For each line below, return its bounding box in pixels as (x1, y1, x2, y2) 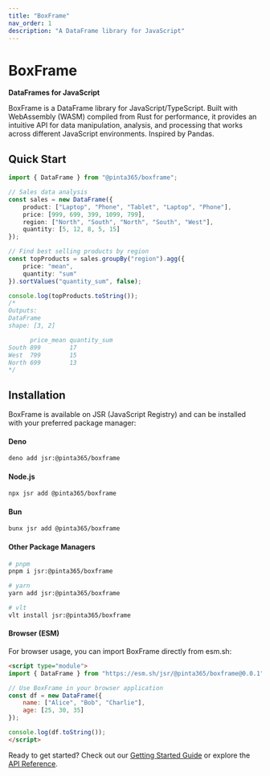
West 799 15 (8, 351, 78, 359)
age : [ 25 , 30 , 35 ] (22, 706, 84, 715)
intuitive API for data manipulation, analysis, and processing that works (8, 120, 243, 130)
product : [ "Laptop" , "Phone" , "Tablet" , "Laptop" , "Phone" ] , (22, 202, 232, 211)
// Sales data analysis (8, 188, 88, 196)
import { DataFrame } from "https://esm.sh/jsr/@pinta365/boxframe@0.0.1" (8, 669, 264, 677)
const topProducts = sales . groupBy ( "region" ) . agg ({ (8, 255, 185, 263)
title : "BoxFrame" (8, 11, 70, 20)
